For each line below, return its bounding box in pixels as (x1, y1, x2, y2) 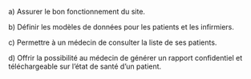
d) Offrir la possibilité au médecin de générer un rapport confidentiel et (8, 53, 243, 62)
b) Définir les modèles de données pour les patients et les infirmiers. (8, 22, 235, 31)
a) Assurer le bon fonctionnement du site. (8, 7, 146, 16)
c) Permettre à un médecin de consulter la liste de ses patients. (8, 38, 217, 47)
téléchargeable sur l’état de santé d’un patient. (8, 61, 162, 71)
